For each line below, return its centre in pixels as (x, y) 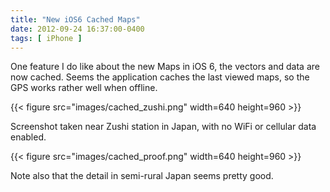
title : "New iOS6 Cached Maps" (75, 19)
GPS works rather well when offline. (84, 88)
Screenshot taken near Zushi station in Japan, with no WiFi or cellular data (163, 127)
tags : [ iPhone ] (46, 38)
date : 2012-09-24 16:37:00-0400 (77, 29)
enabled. (28, 137)
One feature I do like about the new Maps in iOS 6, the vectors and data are (165, 67)
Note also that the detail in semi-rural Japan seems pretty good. (142, 176)
